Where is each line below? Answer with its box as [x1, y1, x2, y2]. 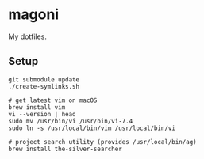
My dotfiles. [8, 32, 48, 41]
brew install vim [8, 103, 66, 112]
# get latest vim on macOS [8, 97, 98, 104]
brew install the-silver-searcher [8, 145, 123, 153]
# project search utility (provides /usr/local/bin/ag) [8, 138, 197, 146]
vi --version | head [8, 110, 77, 118]
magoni [8, 6, 60, 24]
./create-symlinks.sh [8, 82, 80, 90]
